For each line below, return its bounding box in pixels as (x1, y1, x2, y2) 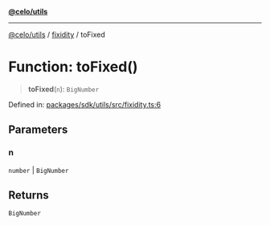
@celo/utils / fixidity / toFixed (8, 30, 106, 39)
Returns (8, 188, 50, 203)
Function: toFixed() (8, 58, 138, 76)
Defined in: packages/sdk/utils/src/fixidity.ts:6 (8, 99, 162, 109)
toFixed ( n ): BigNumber (27, 84, 100, 94)
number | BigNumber (8, 165, 69, 175)
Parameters (8, 123, 68, 137)
